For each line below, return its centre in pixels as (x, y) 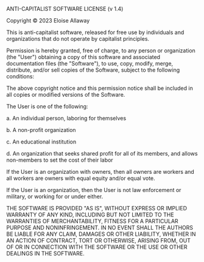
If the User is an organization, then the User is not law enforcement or (94, 190)
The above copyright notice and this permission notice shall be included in (100, 88)
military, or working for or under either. (55, 196)
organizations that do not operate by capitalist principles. (78, 39)
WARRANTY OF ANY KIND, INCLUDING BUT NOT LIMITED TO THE (90, 215)
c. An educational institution (41, 142)
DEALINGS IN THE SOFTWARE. (45, 253)
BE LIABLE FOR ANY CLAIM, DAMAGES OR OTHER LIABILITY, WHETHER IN (101, 234)
